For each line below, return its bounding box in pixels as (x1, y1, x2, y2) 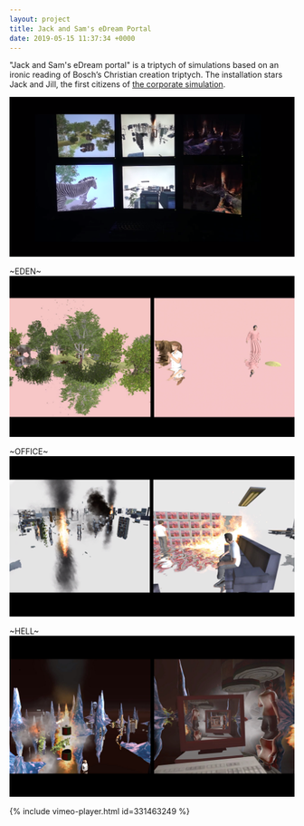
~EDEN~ (9, 266, 43, 277)
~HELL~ (9, 626, 39, 637)
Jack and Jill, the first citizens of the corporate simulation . (9, 79, 226, 90)
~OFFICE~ (9, 445, 49, 457)
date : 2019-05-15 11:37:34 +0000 (9, 34, 136, 43)
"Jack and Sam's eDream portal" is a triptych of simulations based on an (9, 60, 279, 71)
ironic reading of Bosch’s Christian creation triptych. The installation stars (9, 69, 283, 81)
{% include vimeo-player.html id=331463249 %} (9, 805, 190, 816)
